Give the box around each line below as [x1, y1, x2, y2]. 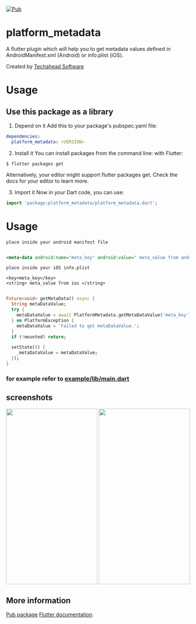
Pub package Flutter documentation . [6, 611, 94, 618]
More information [6, 596, 71, 605]
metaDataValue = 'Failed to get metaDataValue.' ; [16, 323, 140, 329]
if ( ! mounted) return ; [11, 334, 66, 340]
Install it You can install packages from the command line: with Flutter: [14, 149, 183, 156]
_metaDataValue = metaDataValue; [16, 350, 98, 356]
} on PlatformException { [11, 317, 75, 323]
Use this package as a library [6, 107, 114, 116]
